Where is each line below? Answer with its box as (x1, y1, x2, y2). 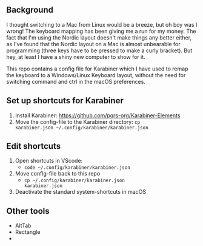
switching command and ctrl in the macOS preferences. (6, 78, 145, 85)
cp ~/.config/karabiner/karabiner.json (24, 177, 125, 184)
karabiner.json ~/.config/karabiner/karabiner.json (15, 125, 148, 131)
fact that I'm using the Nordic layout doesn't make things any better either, (6, 33, 192, 41)
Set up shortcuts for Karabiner (6, 95, 124, 106)
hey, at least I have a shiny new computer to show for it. (6, 53, 145, 60)
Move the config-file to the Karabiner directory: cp (15, 118, 141, 125)
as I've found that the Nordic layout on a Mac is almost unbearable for (6, 40, 181, 47)
